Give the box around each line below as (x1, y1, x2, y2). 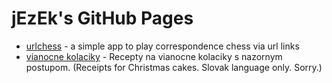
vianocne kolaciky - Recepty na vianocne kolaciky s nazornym (25, 50, 283, 62)
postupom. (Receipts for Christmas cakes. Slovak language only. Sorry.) (25, 61, 323, 73)
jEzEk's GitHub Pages (11, 7, 194, 30)
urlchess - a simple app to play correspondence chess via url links (25, 40, 300, 52)
